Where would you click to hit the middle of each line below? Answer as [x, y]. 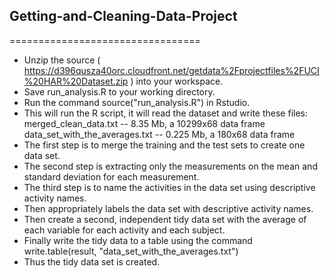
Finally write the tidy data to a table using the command [138, 240]
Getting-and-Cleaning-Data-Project [123, 16]
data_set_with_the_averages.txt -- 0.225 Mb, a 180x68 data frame [159, 134]
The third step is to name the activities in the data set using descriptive [169, 187]
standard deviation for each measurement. [111, 176]
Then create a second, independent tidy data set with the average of [165, 219]
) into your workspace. [177, 81]
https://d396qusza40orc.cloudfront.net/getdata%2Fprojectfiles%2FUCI [171, 70]
